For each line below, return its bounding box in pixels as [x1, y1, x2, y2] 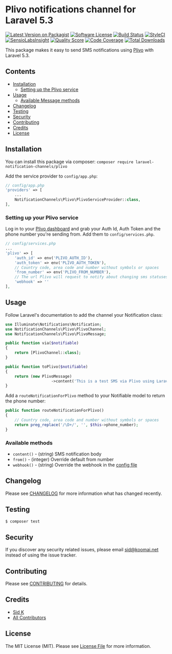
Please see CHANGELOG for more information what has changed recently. [5, 490, 162, 496]
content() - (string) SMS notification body [12, 451, 102, 457]
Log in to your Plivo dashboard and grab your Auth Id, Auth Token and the [5, 226, 161, 232]
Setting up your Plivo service [5, 214, 79, 221]
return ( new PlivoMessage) [14, 374, 72, 379]
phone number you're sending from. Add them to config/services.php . [5, 231, 155, 237]
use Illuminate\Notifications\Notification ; [5, 322, 102, 327]
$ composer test [5, 518, 40, 524]
